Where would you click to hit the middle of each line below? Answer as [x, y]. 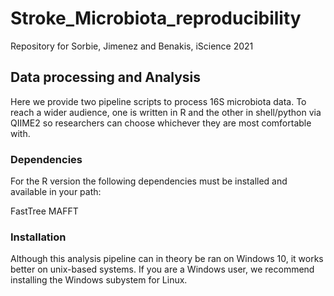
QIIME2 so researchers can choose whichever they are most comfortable [161, 123]
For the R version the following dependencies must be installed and [149, 181]
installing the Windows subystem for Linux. [99, 280]
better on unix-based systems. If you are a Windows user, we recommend [162, 269]
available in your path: [56, 192]
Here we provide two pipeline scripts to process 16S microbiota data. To [158, 101]
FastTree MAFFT [44, 211]
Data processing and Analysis [106, 77]
